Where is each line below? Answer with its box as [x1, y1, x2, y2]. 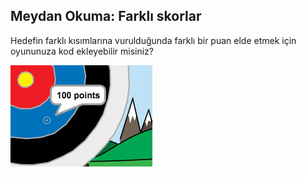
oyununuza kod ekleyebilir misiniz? [10, 45, 154, 57]
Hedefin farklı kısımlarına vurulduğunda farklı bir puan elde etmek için [10, 34, 297, 46]
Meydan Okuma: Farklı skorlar [10, 8, 202, 25]
